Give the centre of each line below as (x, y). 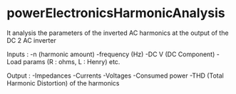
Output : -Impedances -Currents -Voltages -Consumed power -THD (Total (115, 75)
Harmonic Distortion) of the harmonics (63, 83)
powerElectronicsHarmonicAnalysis (116, 13)
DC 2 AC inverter (31, 40)
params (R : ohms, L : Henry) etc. (72, 61)
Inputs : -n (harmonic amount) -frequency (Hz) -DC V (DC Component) (111, 54)
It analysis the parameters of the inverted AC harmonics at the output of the (118, 33)
